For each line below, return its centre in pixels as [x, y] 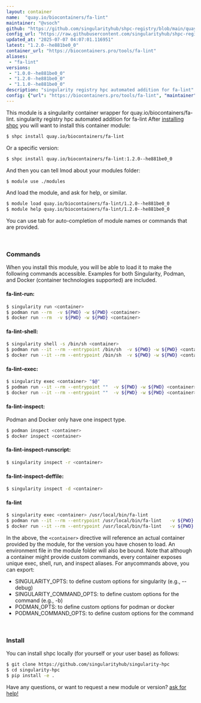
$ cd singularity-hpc [33, 670]
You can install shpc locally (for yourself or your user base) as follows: [93, 653]
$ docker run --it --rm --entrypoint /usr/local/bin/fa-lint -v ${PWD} [100, 526]
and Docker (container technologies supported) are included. [82, 280]
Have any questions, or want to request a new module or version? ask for [96, 687]
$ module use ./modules [36, 181]
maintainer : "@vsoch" [33, 23]
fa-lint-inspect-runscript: [39, 450]
